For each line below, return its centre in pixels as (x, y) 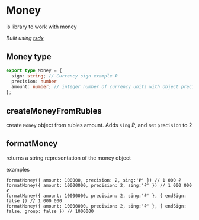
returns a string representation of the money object (69, 158)
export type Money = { (34, 70)
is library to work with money (41, 27)
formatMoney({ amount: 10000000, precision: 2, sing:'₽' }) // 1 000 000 (99, 185)
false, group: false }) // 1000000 (50, 211)
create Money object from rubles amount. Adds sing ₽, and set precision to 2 (99, 125)
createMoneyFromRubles (54, 111)
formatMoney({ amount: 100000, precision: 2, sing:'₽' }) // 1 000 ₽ (94, 180)
